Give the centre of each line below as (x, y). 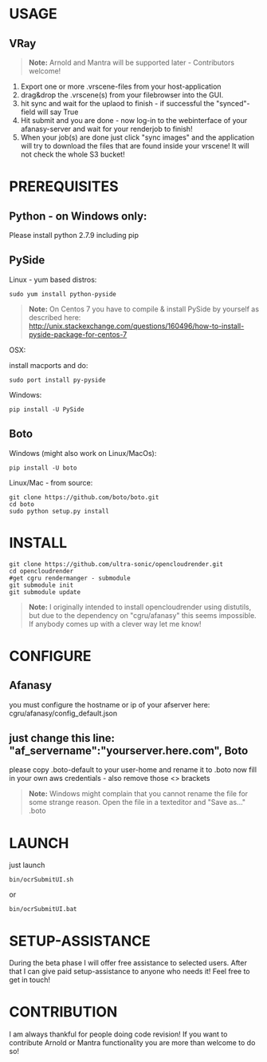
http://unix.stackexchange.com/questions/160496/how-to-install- (136, 326)
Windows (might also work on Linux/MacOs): (83, 453)
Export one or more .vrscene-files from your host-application (121, 86)
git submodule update (45, 592)
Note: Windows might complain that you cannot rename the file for (138, 794)
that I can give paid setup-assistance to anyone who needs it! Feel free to (130, 972)
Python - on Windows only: (78, 216)
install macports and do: (49, 365)
